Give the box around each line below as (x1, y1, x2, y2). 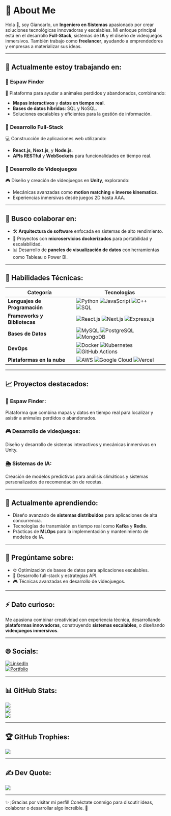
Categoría (27, 289, 52, 296)
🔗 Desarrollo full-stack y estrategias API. (12, 572, 98, 579)
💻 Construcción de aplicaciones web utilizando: (5, 135, 107, 141)
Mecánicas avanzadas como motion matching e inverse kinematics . (12, 189, 158, 195)
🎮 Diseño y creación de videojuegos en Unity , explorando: (5, 178, 130, 184)
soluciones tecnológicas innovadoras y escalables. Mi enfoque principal (5, 27, 157, 33)
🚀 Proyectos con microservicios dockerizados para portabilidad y (12, 235, 153, 242)
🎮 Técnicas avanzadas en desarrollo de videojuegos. (12, 578, 126, 584)
